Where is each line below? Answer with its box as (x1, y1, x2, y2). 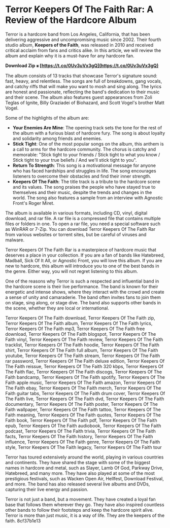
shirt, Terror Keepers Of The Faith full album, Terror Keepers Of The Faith (5, 347, 158, 353)
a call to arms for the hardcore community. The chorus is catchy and (12, 146, 156, 152)
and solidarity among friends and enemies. (12, 135, 103, 142)
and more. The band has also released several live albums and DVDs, (5, 481, 150, 487)
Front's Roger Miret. (12, 200, 55, 206)
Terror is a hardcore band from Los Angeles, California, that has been (5, 31, 151, 37)
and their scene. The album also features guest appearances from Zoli (5, 94, 153, 100)
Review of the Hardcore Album (5, 14, 137, 26)
